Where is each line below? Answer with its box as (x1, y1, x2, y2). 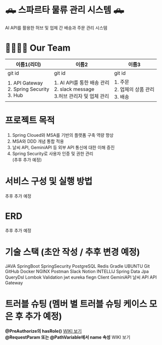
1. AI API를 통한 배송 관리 (54, 79, 109, 86)
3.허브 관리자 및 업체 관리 (54, 93, 109, 99)
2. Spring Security (7, 86, 50, 93)
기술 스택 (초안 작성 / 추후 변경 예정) (5, 247, 140, 257)
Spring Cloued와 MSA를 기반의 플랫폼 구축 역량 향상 (12, 132, 114, 138)
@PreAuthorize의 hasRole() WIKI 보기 (5, 328, 82, 334)
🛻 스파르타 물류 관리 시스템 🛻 (5, 4, 124, 16)
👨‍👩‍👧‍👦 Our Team (5, 42, 71, 54)
